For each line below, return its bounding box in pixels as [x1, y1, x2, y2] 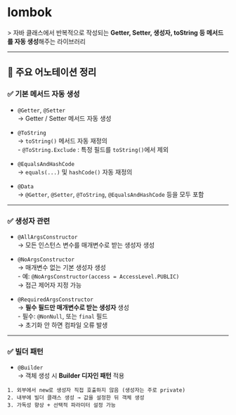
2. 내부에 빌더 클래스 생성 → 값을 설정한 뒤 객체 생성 [7, 395, 145, 402]
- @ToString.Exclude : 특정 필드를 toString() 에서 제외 [17, 145, 169, 153]
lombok [7, 4, 53, 20]
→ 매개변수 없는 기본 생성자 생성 [17, 263, 107, 272]
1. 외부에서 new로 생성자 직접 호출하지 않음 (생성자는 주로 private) [7, 387, 186, 394]
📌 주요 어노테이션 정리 [7, 66, 97, 78]
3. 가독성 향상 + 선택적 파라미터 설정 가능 [7, 402, 116, 409]
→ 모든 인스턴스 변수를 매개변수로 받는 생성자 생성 [17, 241, 155, 249]
